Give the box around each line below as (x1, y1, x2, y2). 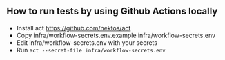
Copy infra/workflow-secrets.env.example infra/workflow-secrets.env (16, 31, 215, 39)
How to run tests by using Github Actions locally (6, 6, 218, 17)
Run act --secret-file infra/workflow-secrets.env (16, 46, 166, 54)
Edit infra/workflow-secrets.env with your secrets (16, 38, 158, 47)
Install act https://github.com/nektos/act (16, 23, 131, 32)
